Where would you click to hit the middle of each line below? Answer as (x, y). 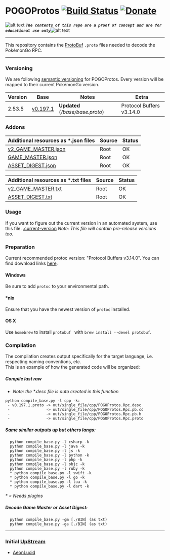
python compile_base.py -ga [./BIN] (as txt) (59, 524)
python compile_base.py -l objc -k (47, 464)
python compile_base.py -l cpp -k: (43, 401)
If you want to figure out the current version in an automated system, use (81, 223)
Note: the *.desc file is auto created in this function (66, 391)
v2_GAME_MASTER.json (37, 149)
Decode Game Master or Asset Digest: (47, 507)
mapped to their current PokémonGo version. (52, 85)
